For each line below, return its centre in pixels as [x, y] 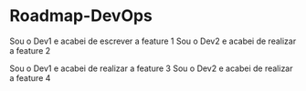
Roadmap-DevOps [81, 16]
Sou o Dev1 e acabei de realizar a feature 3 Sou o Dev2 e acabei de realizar [151, 68]
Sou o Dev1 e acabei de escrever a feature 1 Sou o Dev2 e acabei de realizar [153, 41]
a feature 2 [30, 50]
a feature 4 [30, 77]
